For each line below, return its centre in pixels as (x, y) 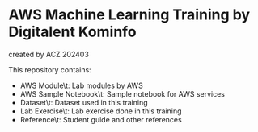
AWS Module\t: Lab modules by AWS (81, 85)
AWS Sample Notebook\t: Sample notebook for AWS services (122, 93)
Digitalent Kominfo (72, 32)
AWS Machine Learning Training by (129, 15)
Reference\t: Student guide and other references (101, 119)
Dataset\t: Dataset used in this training (84, 102)
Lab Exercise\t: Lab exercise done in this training (101, 111)
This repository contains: (50, 69)
